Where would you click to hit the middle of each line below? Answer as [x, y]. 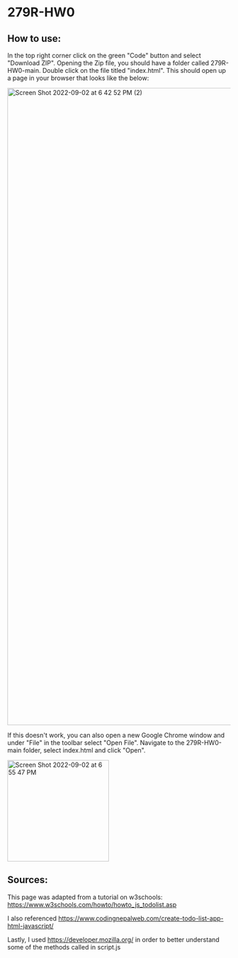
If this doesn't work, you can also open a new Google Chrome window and [116, 735]
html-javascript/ [31, 925]
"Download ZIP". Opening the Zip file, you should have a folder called [108, 63]
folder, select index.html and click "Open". [84, 750]
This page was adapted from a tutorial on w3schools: [85, 897]
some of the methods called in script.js [64, 947]
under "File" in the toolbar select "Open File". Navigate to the [96, 743]
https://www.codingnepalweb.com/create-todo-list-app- [141, 918]
